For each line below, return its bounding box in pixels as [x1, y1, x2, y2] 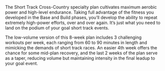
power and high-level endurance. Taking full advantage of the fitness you [5, 9, 154, 15]
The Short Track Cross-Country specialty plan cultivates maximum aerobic [5, 4, 157, 10]
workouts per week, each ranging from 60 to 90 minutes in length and [5, 40, 147, 46]
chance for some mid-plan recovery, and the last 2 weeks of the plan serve [5, 50, 158, 56]
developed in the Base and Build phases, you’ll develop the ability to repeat [5, 15, 158, 20]
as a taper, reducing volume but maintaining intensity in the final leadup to [5, 55, 155, 61]
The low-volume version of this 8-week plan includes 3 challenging [5, 34, 142, 40]
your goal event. [5, 61, 38, 66]
